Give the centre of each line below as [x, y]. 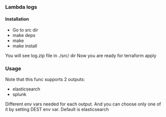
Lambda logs [21, 7]
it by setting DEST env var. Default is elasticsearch [57, 109]
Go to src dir [25, 30]
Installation [17, 19]
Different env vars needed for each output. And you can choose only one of [83, 104]
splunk [19, 94]
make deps [24, 35]
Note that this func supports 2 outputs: [45, 79]
